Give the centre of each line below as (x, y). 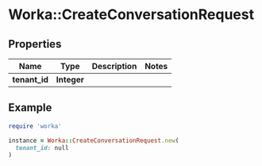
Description (114, 66)
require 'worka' (35, 126)
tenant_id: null (42, 148)
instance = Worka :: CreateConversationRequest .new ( (94, 141)
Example (30, 108)
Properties (35, 44)
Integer (70, 79)
